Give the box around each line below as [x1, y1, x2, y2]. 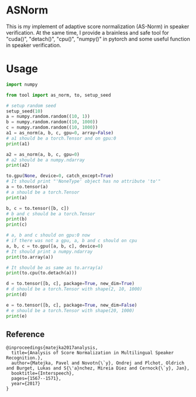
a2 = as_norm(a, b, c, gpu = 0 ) [6, 151, 80, 157]
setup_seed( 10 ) [6, 108, 43, 114]
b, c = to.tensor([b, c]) [6, 205, 69, 211]
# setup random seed [6, 103, 57, 108]
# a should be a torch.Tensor [6, 189, 80, 195]
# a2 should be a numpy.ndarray [6, 157, 85, 163]
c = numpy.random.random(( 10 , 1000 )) [6, 124, 98, 131]
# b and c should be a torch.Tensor [6, 211, 95, 217]
